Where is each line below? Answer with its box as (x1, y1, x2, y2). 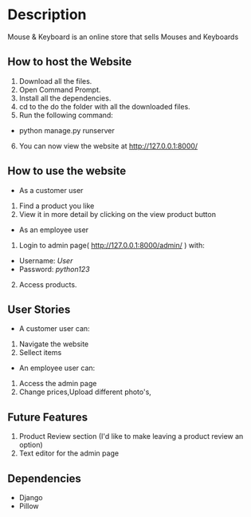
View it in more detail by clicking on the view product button (18, 209, 217, 219)
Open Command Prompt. (18, 85, 101, 94)
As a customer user (18, 185, 84, 195)
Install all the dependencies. (18, 93, 112, 103)
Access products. (18, 279, 77, 289)
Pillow (18, 501, 39, 511)
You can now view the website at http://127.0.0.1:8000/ (18, 141, 198, 151)
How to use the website (7, 164, 127, 178)
